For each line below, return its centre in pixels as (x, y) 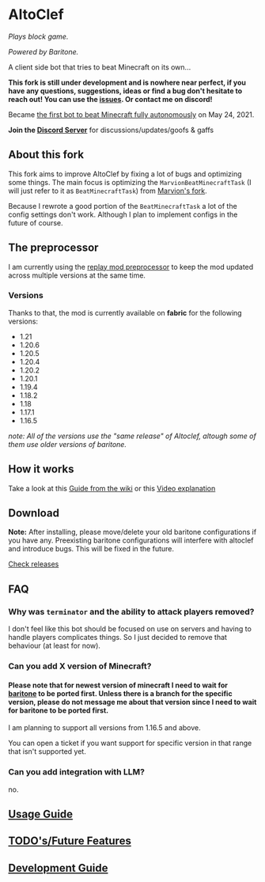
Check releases (34, 564)
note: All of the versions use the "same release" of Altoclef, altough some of (132, 436)
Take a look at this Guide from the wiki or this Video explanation (112, 488)
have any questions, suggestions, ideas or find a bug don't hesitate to (125, 91)
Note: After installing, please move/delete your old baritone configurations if (132, 532)
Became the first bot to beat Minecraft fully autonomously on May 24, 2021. (131, 114)
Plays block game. (38, 36)
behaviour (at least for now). (55, 645)
